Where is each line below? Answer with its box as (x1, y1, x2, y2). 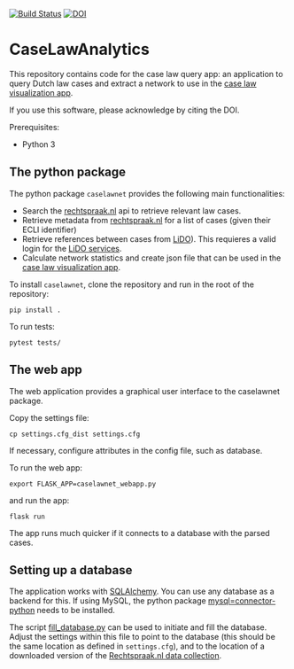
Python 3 (21, 138, 56, 150)
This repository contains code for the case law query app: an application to (9, 68, 283, 79)
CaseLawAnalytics (9, 40, 151, 59)
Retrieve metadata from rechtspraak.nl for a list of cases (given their (21, 214, 272, 225)
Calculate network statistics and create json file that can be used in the (21, 253, 282, 263)
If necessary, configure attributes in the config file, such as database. (9, 445, 263, 455)
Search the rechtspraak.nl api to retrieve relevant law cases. (21, 205, 242, 216)
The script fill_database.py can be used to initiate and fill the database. (9, 622, 267, 633)
